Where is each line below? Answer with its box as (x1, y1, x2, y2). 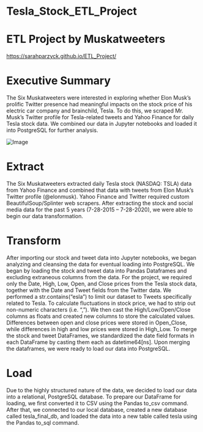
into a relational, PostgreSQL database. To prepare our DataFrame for (6, 393, 181, 400)
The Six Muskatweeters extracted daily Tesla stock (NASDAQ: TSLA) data (6, 180, 192, 187)
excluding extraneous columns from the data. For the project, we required (6, 273, 193, 280)
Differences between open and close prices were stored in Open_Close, (6, 319, 188, 326)
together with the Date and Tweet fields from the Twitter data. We (6, 286, 172, 294)
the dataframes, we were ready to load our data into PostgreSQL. (6, 345, 171, 352)
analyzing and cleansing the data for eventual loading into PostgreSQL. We (6, 260, 195, 268)
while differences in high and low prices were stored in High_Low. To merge (6, 325, 197, 332)
